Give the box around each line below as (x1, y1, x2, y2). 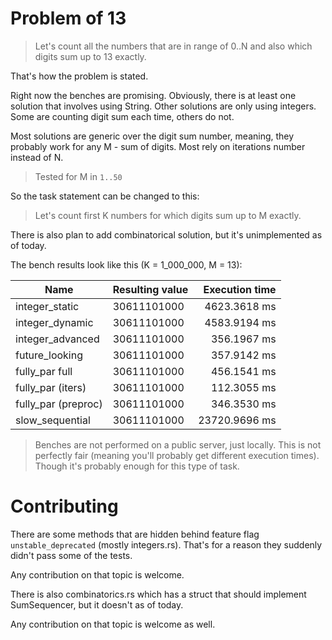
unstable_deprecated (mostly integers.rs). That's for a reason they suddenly (10, 538, 323, 551)
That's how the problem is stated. (10, 70, 149, 82)
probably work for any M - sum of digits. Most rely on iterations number (10, 140, 306, 152)
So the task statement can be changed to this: (10, 190, 200, 202)
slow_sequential (15, 413, 91, 427)
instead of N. (10, 151, 64, 163)
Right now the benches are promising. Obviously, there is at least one (10, 89, 297, 101)
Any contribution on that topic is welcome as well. (10, 618, 216, 630)
